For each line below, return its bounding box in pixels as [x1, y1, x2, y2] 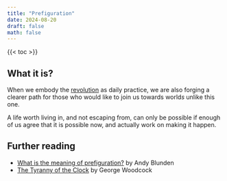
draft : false [7, 23, 45, 29]
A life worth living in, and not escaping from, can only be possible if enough [7, 113, 221, 122]
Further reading [7, 141, 75, 152]
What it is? [7, 68, 53, 79]
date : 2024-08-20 [7, 16, 57, 23]
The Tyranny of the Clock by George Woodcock [16, 165, 152, 174]
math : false [7, 29, 41, 36]
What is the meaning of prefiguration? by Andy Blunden [16, 158, 174, 167]
